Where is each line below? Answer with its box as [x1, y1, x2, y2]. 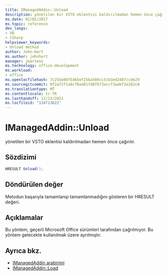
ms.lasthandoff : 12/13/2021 [5, 96, 64, 101]
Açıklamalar [5, 213, 43, 222]
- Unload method [5, 45, 39, 50]
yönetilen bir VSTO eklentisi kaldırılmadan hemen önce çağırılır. [5, 139, 135, 145]
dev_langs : [5, 26, 28, 31]
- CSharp [5, 36, 23, 41]
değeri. [5, 199, 20, 205]
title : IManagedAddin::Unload [5, 7, 68, 13]
